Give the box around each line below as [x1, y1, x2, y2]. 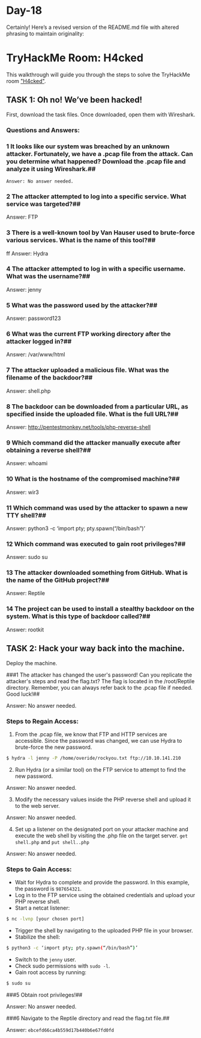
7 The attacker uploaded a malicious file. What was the [6, 366, 169, 374]
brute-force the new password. [14, 743, 92, 751]
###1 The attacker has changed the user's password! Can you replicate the [6, 671, 193, 678]
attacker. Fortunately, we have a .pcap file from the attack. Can [6, 149, 193, 158]
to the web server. [14, 802, 60, 809]
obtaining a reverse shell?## [6, 446, 91, 454]
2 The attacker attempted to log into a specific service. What [6, 192, 187, 201]
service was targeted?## [6, 199, 81, 208]
